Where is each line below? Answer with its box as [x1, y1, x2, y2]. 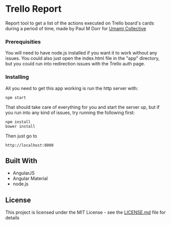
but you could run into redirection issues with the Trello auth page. [5, 61, 145, 67]
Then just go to [5, 132, 37, 139]
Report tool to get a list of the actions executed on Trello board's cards [5, 20, 155, 26]
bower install [5, 124, 36, 129]
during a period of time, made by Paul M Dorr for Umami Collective [5, 25, 146, 31]
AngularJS [12, 170, 35, 176]
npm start [5, 95, 27, 100]
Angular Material [12, 175, 48, 182]
